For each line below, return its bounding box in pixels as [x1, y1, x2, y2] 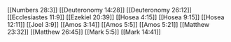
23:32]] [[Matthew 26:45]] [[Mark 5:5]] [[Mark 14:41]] [7, 28, 161, 36]
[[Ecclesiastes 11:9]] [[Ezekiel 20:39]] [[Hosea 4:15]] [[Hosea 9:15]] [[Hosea [7, 13, 225, 21]
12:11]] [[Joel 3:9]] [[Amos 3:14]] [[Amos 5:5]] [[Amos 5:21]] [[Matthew [7, 21, 210, 28]
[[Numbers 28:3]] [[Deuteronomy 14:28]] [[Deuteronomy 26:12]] [7, 6, 192, 14]
